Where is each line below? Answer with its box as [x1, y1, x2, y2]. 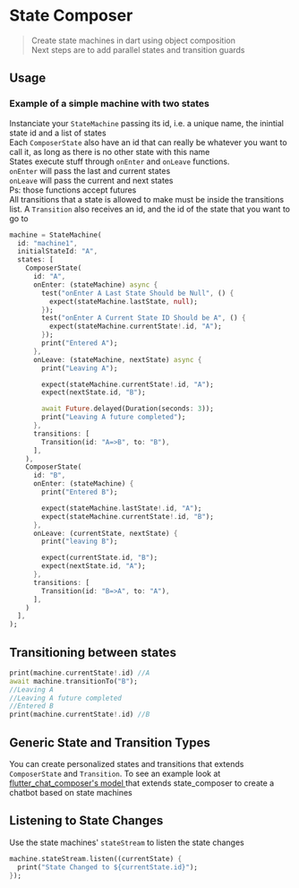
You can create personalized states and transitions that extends [9, 759, 244, 769]
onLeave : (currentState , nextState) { [32, 529, 178, 538]
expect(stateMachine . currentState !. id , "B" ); [41, 512, 215, 521]
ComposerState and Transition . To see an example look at [9, 768, 221, 779]
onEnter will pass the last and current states [9, 165, 171, 176]
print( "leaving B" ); [41, 537, 118, 547]
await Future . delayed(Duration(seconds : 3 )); [41, 404, 215, 413]
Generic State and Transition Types [9, 735, 210, 750]
